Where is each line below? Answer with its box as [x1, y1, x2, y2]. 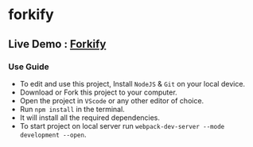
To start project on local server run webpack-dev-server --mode [19, 121, 225, 130]
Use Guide [8, 61, 49, 72]
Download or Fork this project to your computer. [19, 87, 177, 97]
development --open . [19, 130, 87, 139]
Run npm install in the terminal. [19, 104, 125, 114]
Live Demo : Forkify [8, 37, 107, 51]
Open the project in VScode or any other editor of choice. [19, 95, 204, 105]
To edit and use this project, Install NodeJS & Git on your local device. [19, 79, 245, 88]
